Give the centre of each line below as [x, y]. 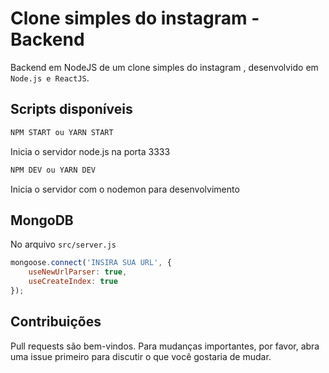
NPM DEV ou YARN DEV [53, 170]
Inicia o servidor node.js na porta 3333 [90, 151]
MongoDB [42, 220]
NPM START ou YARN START [62, 132]
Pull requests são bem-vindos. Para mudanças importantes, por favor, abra [165, 346]
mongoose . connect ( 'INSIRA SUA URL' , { [91, 263]
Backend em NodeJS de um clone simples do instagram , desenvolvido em [164, 67]
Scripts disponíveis [71, 109]
